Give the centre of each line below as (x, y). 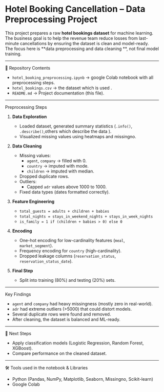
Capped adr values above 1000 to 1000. (67, 187)
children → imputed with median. (60, 171)
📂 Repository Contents (28, 68)
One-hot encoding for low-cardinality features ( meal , (72, 240)
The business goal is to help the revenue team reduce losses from (72, 38)
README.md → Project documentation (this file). (58, 93)
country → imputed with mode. (58, 166)
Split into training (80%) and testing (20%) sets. (67, 280)
